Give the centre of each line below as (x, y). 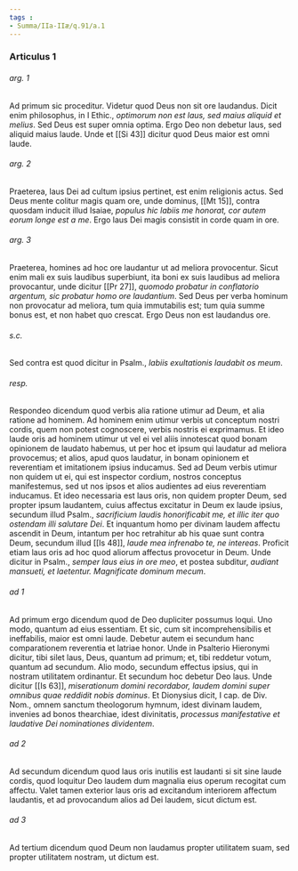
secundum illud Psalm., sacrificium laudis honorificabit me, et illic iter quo (145, 515)
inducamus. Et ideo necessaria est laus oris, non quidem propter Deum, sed (148, 496)
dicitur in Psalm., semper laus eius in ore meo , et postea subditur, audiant (144, 562)
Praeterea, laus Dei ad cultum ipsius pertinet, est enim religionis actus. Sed (146, 191)
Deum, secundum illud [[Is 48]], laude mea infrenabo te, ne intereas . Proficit (149, 543)
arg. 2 (20, 164)
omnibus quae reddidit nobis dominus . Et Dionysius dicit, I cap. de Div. (138, 695)
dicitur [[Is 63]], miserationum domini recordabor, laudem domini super (140, 685)
